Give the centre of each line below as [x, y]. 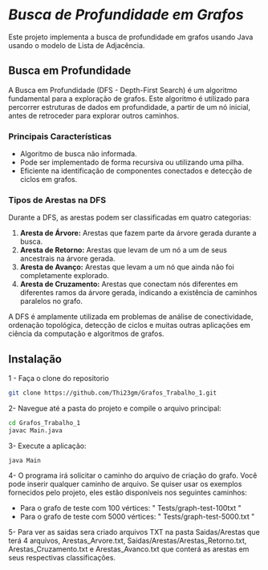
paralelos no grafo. [51, 301]
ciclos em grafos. [49, 180]
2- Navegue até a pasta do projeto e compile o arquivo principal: [115, 408]
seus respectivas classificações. [62, 557]
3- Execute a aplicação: [47, 446]
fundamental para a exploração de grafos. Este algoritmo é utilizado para [129, 99]
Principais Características [60, 136]
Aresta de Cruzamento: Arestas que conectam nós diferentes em [129, 284]
